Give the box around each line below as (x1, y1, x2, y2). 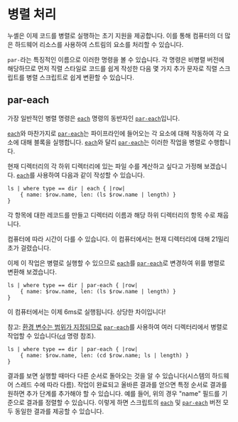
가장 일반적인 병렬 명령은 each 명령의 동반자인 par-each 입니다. (7, 114, 180, 122)
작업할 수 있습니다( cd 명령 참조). (7, 331, 96, 340)
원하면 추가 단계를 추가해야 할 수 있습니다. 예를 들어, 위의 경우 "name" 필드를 (7, 389, 220, 398)
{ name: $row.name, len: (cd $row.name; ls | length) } (20, 352, 190, 359)
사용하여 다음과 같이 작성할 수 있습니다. (36, 171, 145, 179)
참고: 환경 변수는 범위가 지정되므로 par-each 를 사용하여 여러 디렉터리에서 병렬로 (7, 323, 229, 331)
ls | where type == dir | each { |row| (7, 185, 126, 192)
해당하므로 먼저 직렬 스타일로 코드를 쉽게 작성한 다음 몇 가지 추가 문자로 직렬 (7, 64, 218, 72)
